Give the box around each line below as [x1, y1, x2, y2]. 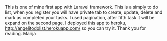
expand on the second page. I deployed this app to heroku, [5, 20, 127, 26]
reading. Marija [5, 31, 36, 36]
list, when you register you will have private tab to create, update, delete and [5, 9, 163, 15]
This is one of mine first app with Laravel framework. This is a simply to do [5, 4, 158, 10]
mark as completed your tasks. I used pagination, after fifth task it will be [5, 15, 155, 20]
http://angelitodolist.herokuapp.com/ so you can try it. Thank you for [5, 25, 146, 31]
